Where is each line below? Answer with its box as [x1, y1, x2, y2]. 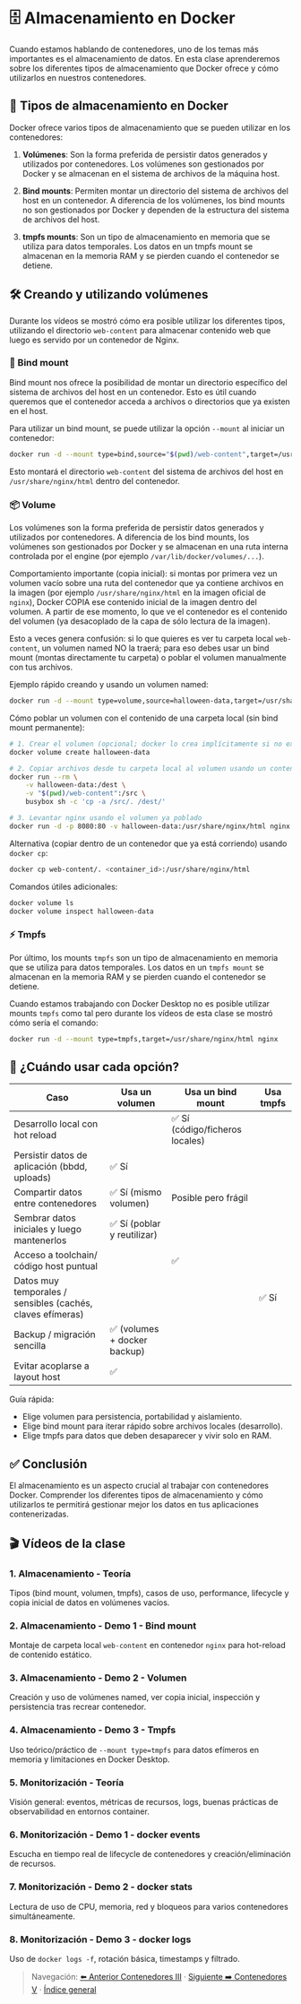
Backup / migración [13, 1328, 96, 1341]
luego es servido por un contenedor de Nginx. [9, 334, 180, 345]
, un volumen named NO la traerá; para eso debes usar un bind [37, 643, 270, 653]
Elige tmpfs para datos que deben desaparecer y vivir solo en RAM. [21, 1430, 272, 1441]
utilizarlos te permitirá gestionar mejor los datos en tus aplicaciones [9, 1499, 260, 1510]
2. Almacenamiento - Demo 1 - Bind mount [9, 1620, 197, 1632]
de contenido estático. [9, 1649, 92, 1660]
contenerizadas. [9, 1508, 69, 1520]
